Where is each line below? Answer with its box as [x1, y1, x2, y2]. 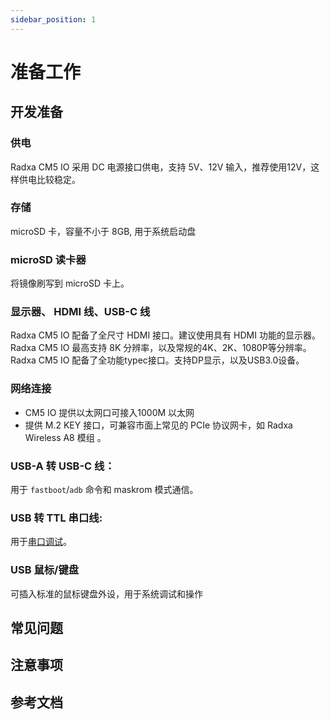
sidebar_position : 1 [10, 14, 97, 25]
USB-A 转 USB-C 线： [10, 459, 115, 473]
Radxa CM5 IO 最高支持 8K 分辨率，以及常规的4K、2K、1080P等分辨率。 [10, 342, 312, 354]
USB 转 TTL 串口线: [10, 511, 103, 525]
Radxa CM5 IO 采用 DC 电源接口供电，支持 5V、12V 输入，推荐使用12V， [10, 161, 312, 173]
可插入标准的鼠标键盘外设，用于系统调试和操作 [10, 587, 203, 600]
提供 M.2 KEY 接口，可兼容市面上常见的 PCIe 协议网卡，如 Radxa [24, 419, 293, 431]
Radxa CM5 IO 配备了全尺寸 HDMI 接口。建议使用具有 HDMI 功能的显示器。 [10, 329, 321, 341]
